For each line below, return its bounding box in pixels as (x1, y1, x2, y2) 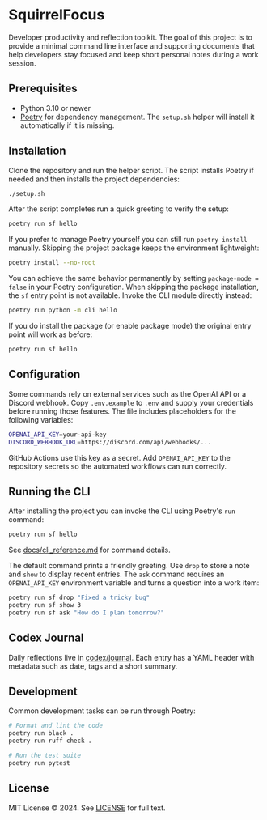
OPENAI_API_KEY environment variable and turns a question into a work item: (8, 578, 260, 588)
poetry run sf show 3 (8, 601, 82, 610)
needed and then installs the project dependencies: (8, 174, 180, 184)
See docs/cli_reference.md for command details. (8, 545, 172, 555)
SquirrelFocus (8, 6, 105, 24)
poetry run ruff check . (8, 737, 92, 746)
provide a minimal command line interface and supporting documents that (8, 40, 255, 50)
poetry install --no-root (8, 259, 95, 267)
